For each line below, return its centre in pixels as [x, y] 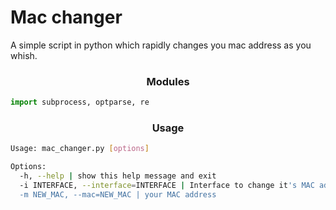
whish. [24, 55]
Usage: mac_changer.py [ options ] [80, 149]
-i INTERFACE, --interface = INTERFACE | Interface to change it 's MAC [167, 186]
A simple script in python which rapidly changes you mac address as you [161, 45]
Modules [168, 81]
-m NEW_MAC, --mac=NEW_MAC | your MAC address [118, 194]
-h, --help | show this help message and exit [118, 176]
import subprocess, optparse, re [80, 102]
